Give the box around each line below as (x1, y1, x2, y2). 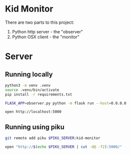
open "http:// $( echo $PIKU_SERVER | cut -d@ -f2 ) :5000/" (5, 144, 122, 149)
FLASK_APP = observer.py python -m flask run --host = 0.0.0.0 (5, 101, 127, 106)
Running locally (5, 70, 53, 78)
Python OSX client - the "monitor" (12, 34, 80, 40)
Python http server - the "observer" (12, 29, 83, 34)
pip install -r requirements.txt (5, 92, 73, 97)
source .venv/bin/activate (5, 87, 59, 92)
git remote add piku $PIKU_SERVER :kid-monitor (5, 136, 101, 141)
